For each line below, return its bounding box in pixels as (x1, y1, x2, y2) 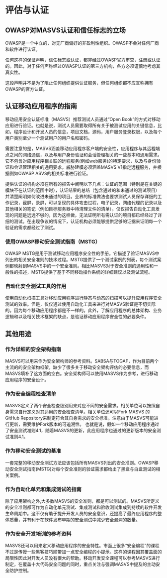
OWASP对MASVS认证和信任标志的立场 (5, 26, 126, 34)
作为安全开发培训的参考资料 (5, 530, 72, 537)
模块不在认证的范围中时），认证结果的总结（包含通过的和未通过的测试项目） (5, 187, 160, 193)
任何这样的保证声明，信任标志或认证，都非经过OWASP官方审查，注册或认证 (5, 57, 161, 63)
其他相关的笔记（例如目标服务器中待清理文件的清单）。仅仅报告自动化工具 (5, 206, 156, 212)
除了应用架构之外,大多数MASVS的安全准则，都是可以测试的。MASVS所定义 (5, 498, 160, 504)
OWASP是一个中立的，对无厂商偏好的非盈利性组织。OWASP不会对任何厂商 (5, 40, 159, 46)
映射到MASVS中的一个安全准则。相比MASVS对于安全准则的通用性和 (13, 263, 154, 269)
